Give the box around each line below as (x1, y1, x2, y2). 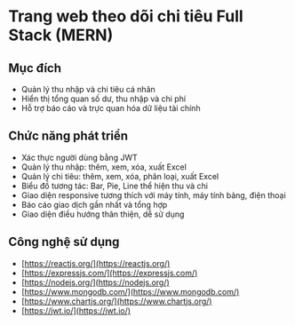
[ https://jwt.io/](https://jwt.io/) (20, 305, 131, 316)
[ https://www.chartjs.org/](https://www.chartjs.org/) (20, 296, 212, 306)
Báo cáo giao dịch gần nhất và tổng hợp (20, 199, 168, 210)
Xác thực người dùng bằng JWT (20, 152, 139, 162)
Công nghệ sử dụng (8, 234, 120, 250)
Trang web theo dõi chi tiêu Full (8, 6, 243, 27)
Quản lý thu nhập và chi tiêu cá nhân (20, 84, 156, 94)
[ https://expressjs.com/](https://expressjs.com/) (20, 267, 198, 278)
